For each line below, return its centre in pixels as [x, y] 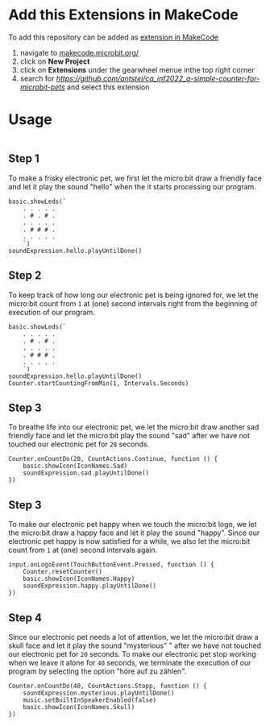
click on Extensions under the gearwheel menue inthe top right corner [137, 69]
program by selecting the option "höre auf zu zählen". [98, 671]
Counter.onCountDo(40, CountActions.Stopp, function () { [108, 686]
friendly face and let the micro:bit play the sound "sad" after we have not [129, 436]
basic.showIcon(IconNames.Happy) [79, 579]
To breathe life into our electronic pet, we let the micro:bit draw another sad [134, 427]
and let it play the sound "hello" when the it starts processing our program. [132, 186]
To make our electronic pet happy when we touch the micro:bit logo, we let [133, 525]
